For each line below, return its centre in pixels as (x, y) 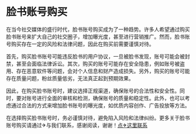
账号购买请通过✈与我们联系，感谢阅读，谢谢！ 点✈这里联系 (77, 125)
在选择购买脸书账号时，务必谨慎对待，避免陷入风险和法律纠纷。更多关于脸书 (98, 118)
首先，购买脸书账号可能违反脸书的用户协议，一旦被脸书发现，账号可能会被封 (98, 56)
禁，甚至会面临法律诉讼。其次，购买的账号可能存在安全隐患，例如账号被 (93, 63)
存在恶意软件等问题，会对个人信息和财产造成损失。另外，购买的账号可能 (103, 71)
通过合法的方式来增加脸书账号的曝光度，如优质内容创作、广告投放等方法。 (100, 105)
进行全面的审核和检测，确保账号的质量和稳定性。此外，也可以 (111, 98)
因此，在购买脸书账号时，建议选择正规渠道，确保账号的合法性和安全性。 (93, 91)
